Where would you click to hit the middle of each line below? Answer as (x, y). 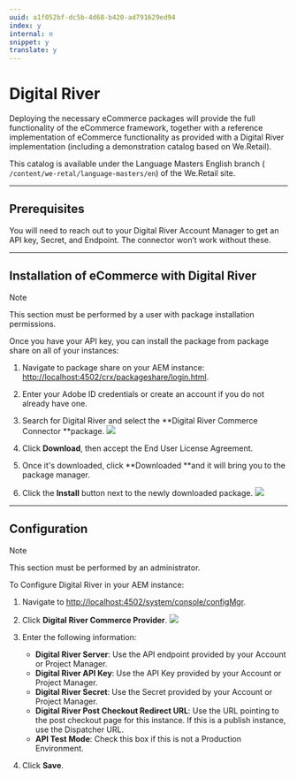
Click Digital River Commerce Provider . (95, 620)
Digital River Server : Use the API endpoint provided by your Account (160, 654)
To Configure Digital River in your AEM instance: (97, 584)
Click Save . (43, 765)
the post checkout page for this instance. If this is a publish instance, (160, 720)
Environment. (59, 748)
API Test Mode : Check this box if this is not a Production (138, 738)
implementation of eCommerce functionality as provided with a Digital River (147, 137)
